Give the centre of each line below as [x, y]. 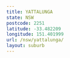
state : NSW [20, 18]
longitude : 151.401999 [35, 34]
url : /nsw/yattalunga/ [35, 40]
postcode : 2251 [26, 23]
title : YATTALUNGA [30, 12]
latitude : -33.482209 [34, 29]
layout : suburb [26, 46]
